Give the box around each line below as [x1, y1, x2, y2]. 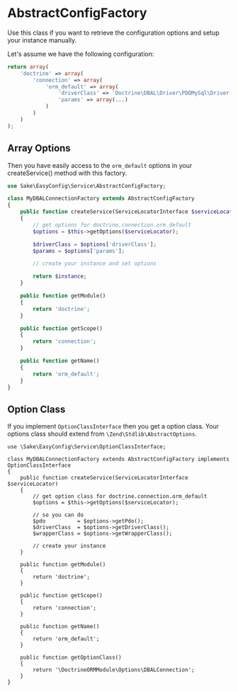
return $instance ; [33, 273, 87, 280]
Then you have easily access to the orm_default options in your [7, 161, 193, 169]
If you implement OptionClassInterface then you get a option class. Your [7, 422, 220, 431]
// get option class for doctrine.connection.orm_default [33, 493, 208, 500]
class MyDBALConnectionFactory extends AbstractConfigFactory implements [7, 455, 230, 463]
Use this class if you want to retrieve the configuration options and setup [7, 28, 220, 37]
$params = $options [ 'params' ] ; [33, 247, 125, 254]
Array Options [7, 142, 71, 154]
